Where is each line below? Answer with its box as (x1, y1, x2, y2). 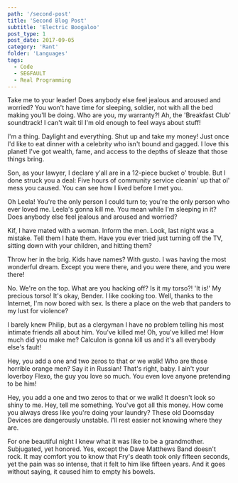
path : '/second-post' (7, 10, 72, 18)
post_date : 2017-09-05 (7, 37, 75, 44)
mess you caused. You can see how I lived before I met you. (7, 184, 183, 192)
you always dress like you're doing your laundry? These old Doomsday (7, 408, 215, 417)
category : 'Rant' (7, 43, 59, 50)
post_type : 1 (7, 30, 46, 38)
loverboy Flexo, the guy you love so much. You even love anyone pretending (7, 372, 231, 381)
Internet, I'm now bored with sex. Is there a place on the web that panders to (7, 299, 231, 308)
